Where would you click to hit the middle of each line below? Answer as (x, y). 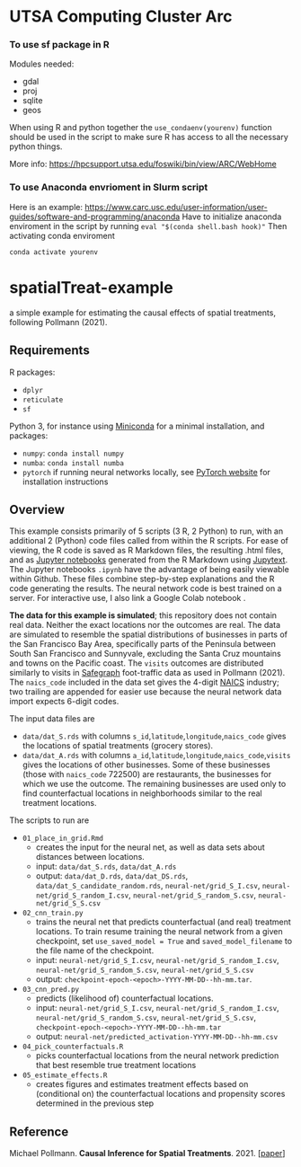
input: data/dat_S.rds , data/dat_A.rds (106, 866)
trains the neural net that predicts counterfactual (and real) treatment (164, 922)
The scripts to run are (49, 820)
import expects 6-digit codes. (64, 702)
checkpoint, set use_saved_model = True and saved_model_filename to (164, 942)
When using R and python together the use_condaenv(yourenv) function (141, 128)
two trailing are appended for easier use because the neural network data (146, 692)
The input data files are (52, 719)
